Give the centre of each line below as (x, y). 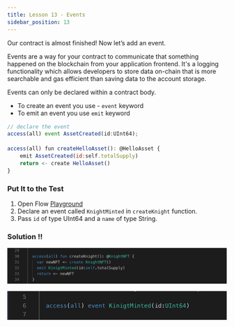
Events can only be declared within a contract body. (82, 92)
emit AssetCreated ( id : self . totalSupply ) (79, 156)
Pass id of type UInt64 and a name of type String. (87, 218)
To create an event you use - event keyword (80, 105)
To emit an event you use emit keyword (73, 113)
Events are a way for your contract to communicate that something (103, 56)
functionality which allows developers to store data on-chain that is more (112, 71)
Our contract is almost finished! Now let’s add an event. (86, 43)
